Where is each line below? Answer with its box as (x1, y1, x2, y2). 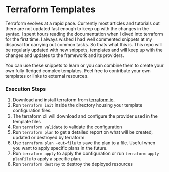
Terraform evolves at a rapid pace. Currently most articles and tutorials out (5, 20, 160, 26)
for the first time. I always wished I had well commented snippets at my (5, 36, 152, 42)
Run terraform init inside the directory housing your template (12, 102, 143, 108)
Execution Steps (5, 85, 46, 92)
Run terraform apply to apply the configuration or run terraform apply (12, 150, 159, 157)
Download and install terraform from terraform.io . (12, 97, 115, 103)
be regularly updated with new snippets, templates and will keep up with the (5, 47, 163, 53)
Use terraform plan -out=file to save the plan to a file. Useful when (12, 140, 156, 146)
